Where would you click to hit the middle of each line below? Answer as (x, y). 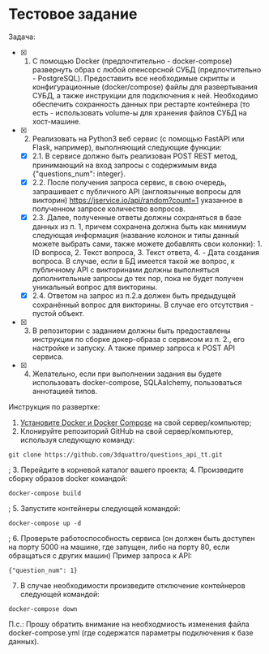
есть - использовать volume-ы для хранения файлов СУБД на (139, 113)
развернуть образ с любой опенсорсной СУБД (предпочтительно (147, 69)
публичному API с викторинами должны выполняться (126, 270)
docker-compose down (43, 609)
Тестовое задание (73, 14)
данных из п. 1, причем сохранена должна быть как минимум (139, 227)
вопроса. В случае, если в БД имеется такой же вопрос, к (133, 262)
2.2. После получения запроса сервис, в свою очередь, (129, 182)
